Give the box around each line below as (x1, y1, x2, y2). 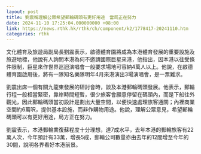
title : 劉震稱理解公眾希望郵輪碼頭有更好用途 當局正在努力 (6, 14, 136, 20)
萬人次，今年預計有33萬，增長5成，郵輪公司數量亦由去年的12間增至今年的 (6, 134, 189, 141)
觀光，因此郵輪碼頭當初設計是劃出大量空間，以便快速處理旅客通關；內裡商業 (6, 98, 195, 105)
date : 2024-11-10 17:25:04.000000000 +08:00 (6, 20, 119, 26)
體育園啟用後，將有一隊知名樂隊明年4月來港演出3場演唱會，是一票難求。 (6, 71, 186, 78)
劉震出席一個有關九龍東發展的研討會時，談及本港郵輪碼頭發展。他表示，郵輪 (6, 83, 195, 90)
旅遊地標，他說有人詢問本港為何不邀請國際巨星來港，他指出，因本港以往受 (6, 56, 190, 63)
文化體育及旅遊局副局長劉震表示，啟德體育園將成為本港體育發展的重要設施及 (6, 49, 195, 56)
